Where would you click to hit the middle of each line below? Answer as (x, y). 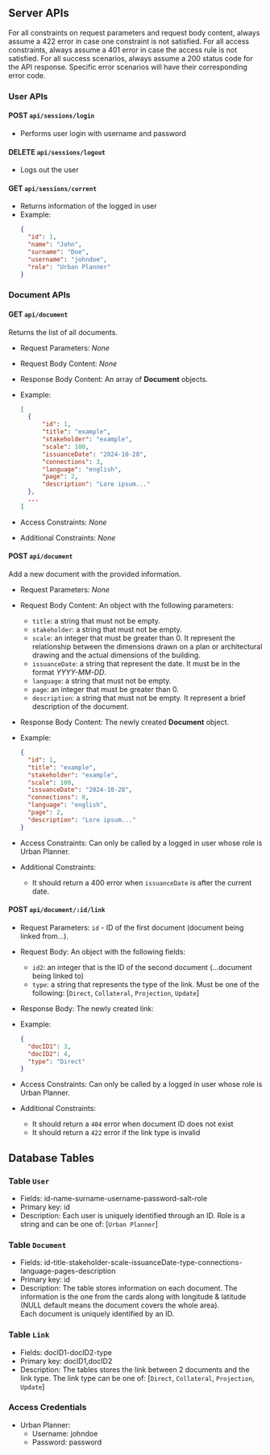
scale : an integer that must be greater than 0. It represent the (133, 638)
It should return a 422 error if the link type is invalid (116, 1133)
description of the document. (80, 707)
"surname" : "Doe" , (58, 252)
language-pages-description (68, 1271)
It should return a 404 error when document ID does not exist (133, 1124)
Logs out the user (49, 170)
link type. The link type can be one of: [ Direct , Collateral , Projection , (137, 1378)
